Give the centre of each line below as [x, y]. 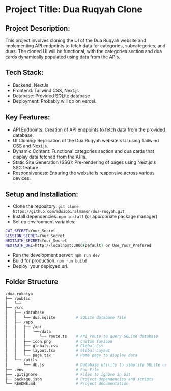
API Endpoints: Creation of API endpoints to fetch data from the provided [89, 129]
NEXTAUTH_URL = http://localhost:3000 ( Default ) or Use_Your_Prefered [78, 246]
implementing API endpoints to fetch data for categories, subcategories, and [85, 46]
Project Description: [38, 28]
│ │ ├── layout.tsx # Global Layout [58, 351]
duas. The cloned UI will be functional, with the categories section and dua [84, 51]
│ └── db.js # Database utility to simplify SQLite [83, 365]
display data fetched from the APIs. [50, 157]
